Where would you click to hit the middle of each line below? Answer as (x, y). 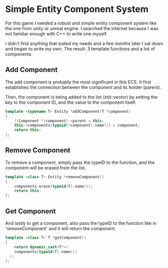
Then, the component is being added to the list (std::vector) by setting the (81, 97)
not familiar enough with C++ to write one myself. (56, 34)
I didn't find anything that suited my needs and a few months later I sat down (84, 43)
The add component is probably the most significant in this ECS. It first (78, 82)
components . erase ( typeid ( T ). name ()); (54, 186)
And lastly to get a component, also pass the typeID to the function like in (81, 223)
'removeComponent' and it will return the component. (61, 228)
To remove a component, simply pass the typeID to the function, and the (80, 162)
